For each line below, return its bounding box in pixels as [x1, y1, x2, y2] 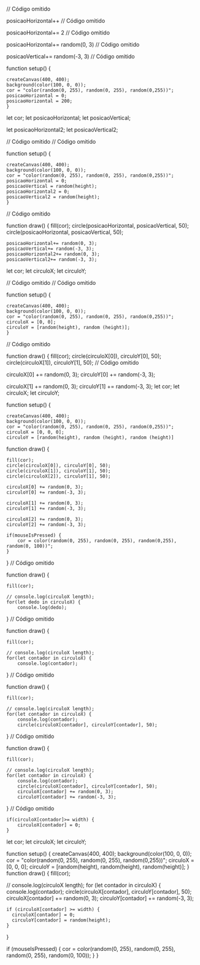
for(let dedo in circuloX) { [6, 599, 81, 605]
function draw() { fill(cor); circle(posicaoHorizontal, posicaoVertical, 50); [6, 222, 189, 229]
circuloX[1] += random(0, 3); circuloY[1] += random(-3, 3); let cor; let [6, 383, 180, 390]
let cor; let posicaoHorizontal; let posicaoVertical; [6, 114, 131, 122]
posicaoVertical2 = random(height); [6, 194, 100, 200]
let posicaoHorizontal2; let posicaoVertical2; [6, 126, 118, 133]
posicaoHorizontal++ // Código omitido [6, 17, 106, 24]
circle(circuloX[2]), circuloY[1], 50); [6, 473, 112, 479]
